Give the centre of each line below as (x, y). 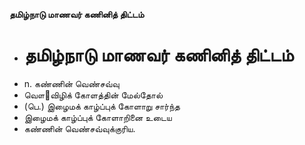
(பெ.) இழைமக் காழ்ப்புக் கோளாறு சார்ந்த (102, 106)
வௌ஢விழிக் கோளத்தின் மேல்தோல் (93, 95)
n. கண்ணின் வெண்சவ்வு (71, 83)
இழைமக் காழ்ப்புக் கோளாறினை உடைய (97, 117)
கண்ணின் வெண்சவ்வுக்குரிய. (79, 128)
